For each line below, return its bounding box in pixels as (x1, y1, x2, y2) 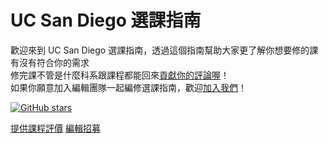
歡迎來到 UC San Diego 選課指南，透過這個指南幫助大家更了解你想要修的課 (10, 44, 319, 56)
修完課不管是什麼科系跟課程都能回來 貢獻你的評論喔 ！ (10, 69, 230, 81)
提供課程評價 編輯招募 (10, 122, 101, 134)
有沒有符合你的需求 (10, 56, 90, 68)
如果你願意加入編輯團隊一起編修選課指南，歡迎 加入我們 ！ (10, 81, 247, 93)
